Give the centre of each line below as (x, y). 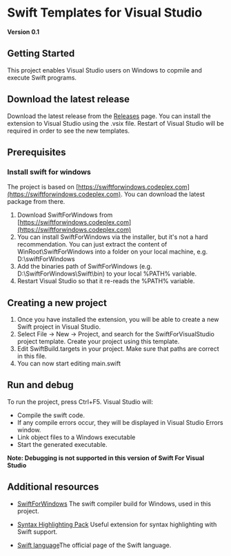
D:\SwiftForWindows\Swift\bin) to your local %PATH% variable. (107, 274)
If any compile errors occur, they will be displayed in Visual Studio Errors (120, 422)
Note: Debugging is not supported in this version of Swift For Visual (106, 458)
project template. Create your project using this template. (98, 342)
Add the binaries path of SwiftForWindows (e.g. (84, 267)
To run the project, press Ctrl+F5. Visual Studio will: (80, 401)
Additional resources (53, 487)
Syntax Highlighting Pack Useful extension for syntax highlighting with (117, 524)
